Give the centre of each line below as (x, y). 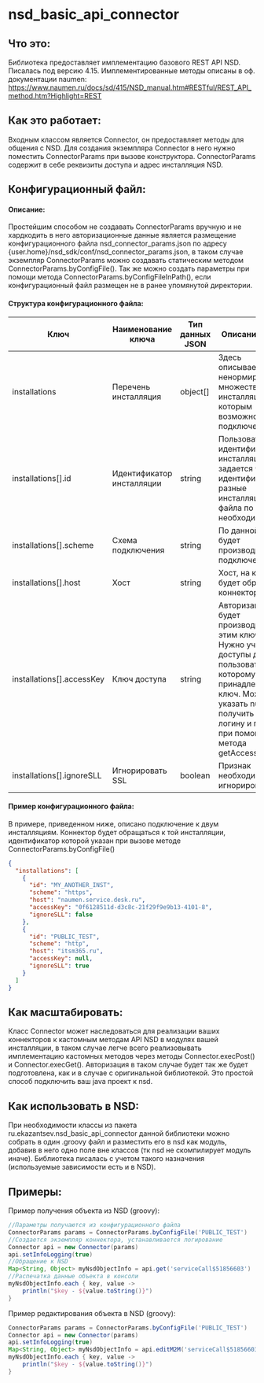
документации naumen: (48, 79)
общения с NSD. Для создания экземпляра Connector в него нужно (122, 148)
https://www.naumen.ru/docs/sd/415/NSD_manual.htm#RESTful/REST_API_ (130, 87)
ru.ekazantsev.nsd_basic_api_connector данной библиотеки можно (119, 1133)
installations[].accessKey (58, 679)
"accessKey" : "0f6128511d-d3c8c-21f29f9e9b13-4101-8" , (121, 908)
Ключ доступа (139, 679)
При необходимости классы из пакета (73, 1125)
